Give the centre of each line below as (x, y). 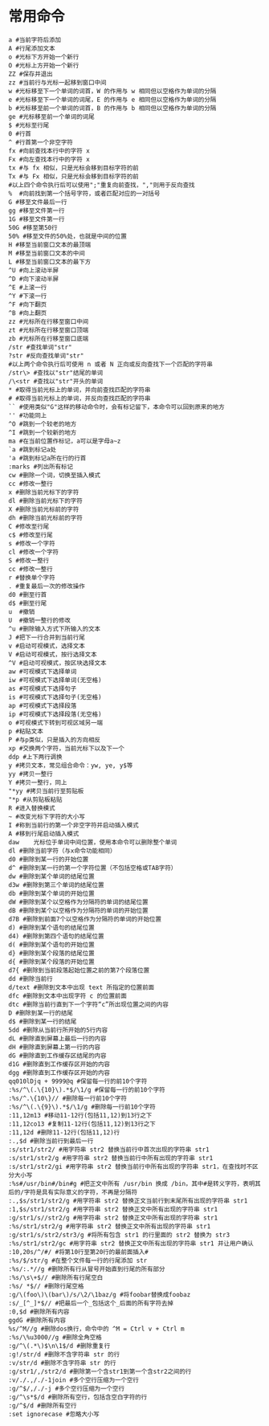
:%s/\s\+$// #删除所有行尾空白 (56, 1277)
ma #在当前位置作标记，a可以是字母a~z (65, 441)
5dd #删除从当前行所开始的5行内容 (58, 1030)
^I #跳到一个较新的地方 (43, 432)
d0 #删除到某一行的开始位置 (49, 859)
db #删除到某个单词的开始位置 (51, 893)
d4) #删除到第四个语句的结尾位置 (56, 936)
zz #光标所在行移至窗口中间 (49, 321)
